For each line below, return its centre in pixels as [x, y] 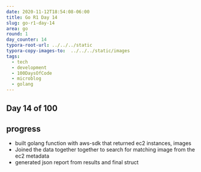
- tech [20, 62]
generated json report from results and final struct [77, 162]
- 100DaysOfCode [32, 73]
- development [29, 67]
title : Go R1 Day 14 [32, 17]
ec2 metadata [32, 156]
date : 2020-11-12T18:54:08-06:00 [48, 12]
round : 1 [17, 34]
